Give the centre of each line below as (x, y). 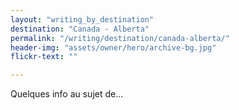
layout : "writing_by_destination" (82, 19)
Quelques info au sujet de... (67, 94)
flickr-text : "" (44, 57)
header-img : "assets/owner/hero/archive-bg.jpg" (113, 47)
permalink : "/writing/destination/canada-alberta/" (120, 38)
